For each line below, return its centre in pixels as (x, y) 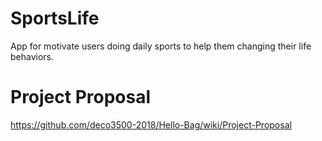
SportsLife (55, 18)
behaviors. (32, 56)
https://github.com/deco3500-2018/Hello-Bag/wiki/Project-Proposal (151, 124)
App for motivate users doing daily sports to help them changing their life (161, 46)
